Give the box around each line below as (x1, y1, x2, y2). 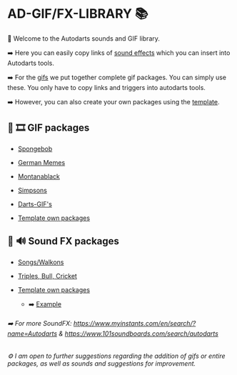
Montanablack (17, 172, 61, 181)
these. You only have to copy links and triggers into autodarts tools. (7, 83, 206, 91)
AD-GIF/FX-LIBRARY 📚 (7, 6, 148, 22)
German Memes (17, 158, 66, 166)
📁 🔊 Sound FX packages (7, 235, 120, 247)
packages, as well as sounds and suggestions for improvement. (7, 359, 196, 368)
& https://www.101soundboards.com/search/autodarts (59, 329, 219, 338)
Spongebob (17, 144, 53, 153)
